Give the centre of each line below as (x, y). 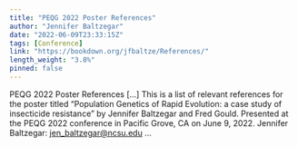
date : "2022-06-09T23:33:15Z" (67, 34)
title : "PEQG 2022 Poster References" (83, 18)
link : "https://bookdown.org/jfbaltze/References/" (109, 52)
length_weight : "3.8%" (52, 60)
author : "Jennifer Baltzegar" (67, 26)
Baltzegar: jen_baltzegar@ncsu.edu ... (80, 132)
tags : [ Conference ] (46, 43)
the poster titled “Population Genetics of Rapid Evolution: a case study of (146, 103)
